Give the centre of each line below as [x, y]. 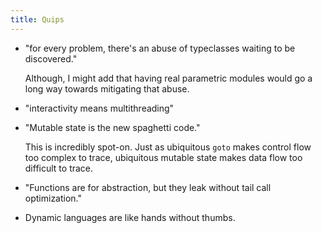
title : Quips [37, 19]
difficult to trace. [59, 168]
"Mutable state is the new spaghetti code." [112, 127]
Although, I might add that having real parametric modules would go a [168, 78]
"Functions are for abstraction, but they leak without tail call [148, 187]
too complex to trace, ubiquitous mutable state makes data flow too [163, 157]
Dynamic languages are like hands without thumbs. [130, 217]
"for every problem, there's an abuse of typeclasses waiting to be [160, 48]
